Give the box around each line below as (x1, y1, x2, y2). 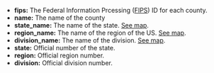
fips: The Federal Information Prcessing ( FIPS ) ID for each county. (13, 6, 208, 14)
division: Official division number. (13, 59, 113, 67)
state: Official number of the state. (13, 44, 116, 52)
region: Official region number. (13, 51, 105, 60)
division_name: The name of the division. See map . (13, 36, 166, 45)
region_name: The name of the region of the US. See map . (13, 28, 186, 37)
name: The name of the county (13, 13, 106, 22)
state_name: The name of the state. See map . (13, 21, 149, 29)
